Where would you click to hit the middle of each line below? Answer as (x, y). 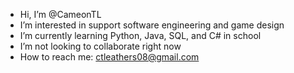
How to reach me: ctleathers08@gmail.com (109, 57)
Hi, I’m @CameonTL (60, 14)
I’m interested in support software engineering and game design (152, 25)
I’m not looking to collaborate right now (100, 46)
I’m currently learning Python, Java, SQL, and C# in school (140, 35)
